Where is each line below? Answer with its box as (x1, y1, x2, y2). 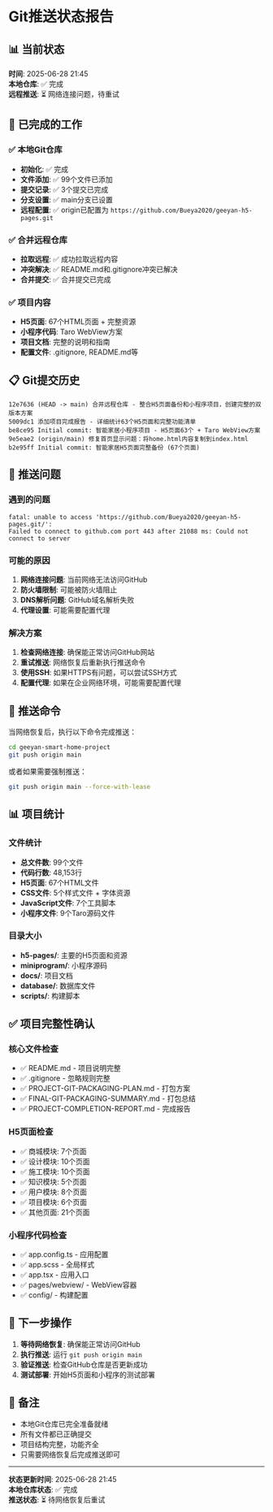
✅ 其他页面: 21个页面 (19, 1207, 90, 1217)
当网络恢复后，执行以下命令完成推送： (8, 727, 136, 737)
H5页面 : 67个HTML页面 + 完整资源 (19, 317, 136, 327)
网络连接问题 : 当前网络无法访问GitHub (19, 574, 148, 585)
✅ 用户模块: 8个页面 (19, 1187, 88, 1197)
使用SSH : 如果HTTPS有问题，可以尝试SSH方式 (19, 668, 177, 678)
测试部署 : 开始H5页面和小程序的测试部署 (19, 1370, 156, 1380)
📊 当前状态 (8, 42, 65, 56)
